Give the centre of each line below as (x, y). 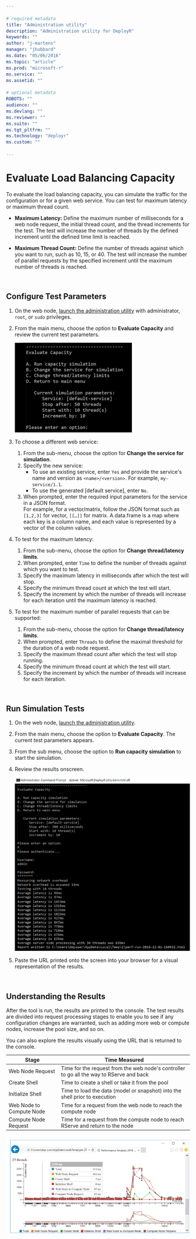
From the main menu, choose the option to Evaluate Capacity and (94, 328)
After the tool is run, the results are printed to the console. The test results (95, 1011)
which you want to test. (51, 569)
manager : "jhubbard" (31, 50)
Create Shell (23, 1083)
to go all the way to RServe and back (105, 1074)
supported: (28, 617)
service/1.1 (46, 484)
